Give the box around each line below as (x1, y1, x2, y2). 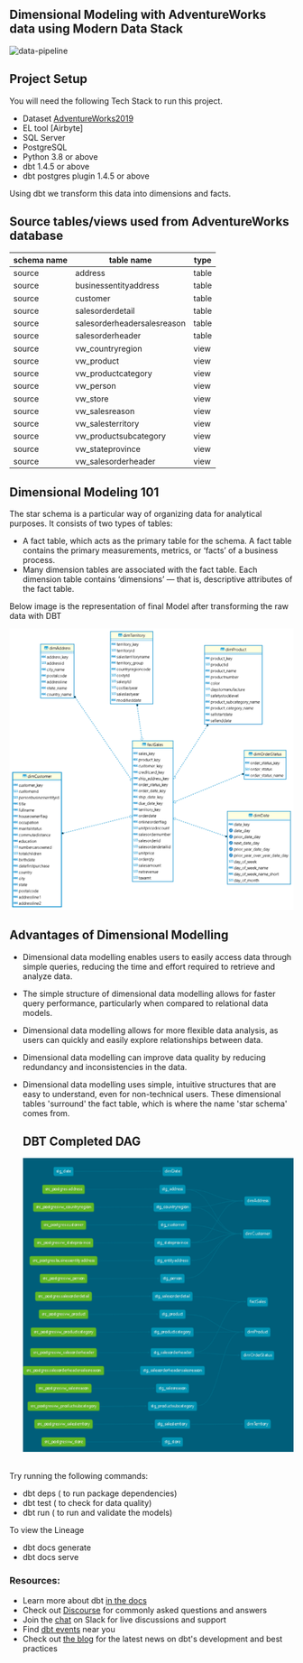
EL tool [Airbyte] (22, 122, 84, 134)
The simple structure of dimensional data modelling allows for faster (22, 988, 276, 999)
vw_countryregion (75, 343, 142, 354)
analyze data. (22, 970, 73, 982)
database (9, 228, 64, 244)
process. (22, 555, 56, 566)
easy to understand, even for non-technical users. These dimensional (22, 1088, 281, 1099)
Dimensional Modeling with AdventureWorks (9, 7, 267, 23)
